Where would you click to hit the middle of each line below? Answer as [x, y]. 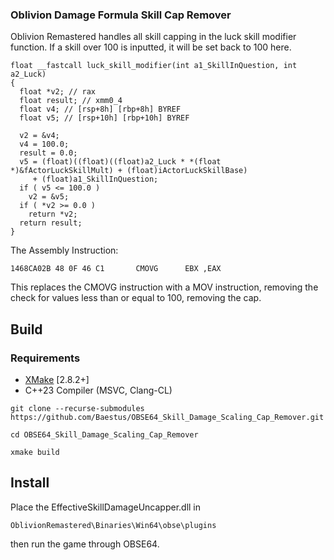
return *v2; [53, 214]
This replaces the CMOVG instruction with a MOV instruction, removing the [164, 287]
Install [30, 483]
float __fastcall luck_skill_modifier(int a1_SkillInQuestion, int [154, 66]
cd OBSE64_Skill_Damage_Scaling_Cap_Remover [104, 434]
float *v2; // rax [58, 92]
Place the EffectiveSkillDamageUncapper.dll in [106, 507]
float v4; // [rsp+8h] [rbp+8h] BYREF [100, 109]
